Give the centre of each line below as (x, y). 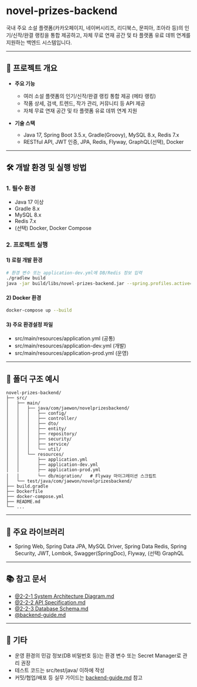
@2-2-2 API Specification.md (50, 602)
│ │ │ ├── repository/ (42, 434)
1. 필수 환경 (21, 188)
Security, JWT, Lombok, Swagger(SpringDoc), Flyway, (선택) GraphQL (99, 553)
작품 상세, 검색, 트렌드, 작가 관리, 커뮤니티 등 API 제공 (84, 103)
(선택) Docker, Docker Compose (53, 228)
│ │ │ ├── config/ (36, 414)
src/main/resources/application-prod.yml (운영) (72, 353)
